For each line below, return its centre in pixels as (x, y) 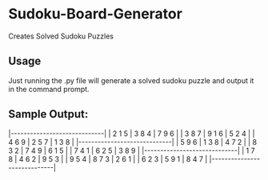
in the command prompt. (49, 89)
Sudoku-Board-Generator (95, 14)
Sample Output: (48, 114)
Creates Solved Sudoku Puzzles (61, 36)
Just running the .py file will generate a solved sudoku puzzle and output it (131, 80)
